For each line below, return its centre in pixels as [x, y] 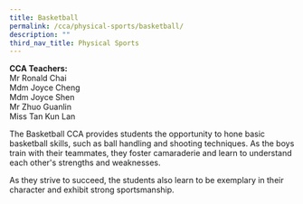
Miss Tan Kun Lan [43, 116]
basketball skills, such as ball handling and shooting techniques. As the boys [152, 144]
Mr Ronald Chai [38, 79]
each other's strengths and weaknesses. [85, 162]
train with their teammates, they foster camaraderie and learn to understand [151, 153]
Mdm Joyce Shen [42, 97]
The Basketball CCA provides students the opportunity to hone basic [137, 134]
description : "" [40, 34]
